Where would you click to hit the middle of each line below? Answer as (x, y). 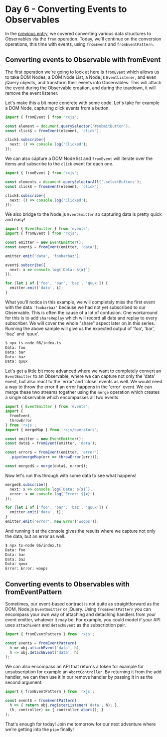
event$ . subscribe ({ (25, 265)
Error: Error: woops (27, 569)
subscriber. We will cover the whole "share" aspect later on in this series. (80, 323)
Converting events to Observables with (67, 584)
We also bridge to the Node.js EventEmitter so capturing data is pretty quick (83, 214)
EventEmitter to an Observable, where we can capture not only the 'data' (80, 376)
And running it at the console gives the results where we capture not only (81, 531)
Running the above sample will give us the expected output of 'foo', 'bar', (80, 328)
